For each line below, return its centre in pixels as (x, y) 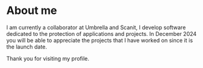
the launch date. (27, 47)
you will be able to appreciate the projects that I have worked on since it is (100, 40)
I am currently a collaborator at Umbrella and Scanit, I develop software (96, 27)
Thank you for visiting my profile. (48, 58)
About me (32, 11)
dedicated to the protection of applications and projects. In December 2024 (102, 33)
